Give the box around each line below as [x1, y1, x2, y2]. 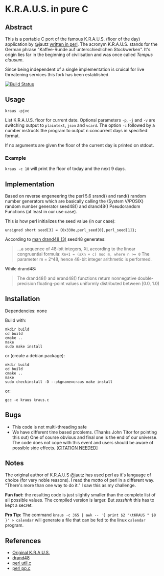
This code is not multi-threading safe [12, 424, 87, 430]
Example [5, 154, 26, 161]
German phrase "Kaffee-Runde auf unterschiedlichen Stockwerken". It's [5, 47, 151, 52]
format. [5, 133, 20, 139]
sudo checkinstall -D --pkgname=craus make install [5, 379, 113, 384]
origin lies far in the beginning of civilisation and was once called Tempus [5, 52, 153, 58]
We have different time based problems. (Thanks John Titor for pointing [12, 429, 157, 435]
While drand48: [5, 265, 37, 271]
